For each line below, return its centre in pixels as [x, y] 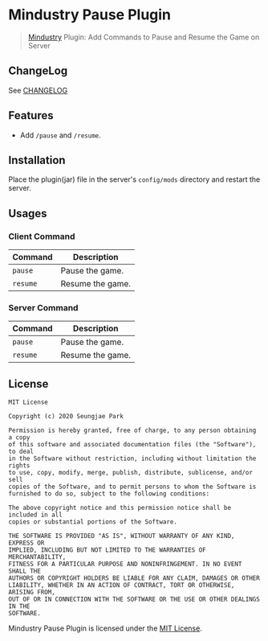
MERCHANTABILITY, [37, 557]
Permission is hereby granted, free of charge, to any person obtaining [132, 431]
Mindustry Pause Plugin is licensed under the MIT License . [105, 628]
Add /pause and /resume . [61, 135]
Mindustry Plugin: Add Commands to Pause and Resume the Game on [144, 37]
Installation [37, 160]
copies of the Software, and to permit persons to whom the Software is [132, 487]
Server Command [43, 307]
